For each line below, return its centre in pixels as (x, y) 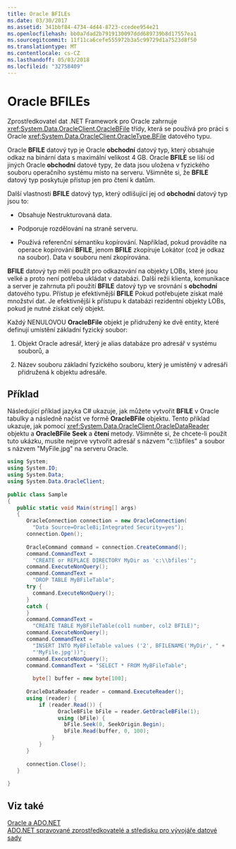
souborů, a (33, 351)
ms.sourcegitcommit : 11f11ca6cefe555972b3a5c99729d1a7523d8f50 (102, 40)
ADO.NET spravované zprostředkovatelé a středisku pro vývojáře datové (112, 830)
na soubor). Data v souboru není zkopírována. (84, 257)
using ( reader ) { (51, 698)
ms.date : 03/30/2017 (38, 21)
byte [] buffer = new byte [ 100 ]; (80, 679)
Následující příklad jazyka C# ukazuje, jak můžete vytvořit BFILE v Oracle (113, 411)
